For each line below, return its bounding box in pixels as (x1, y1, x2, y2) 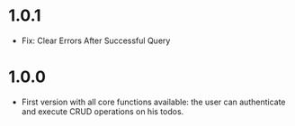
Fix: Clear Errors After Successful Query (21, 35, 171, 46)
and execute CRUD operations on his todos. (21, 105, 184, 117)
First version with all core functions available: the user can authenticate (21, 96, 286, 107)
